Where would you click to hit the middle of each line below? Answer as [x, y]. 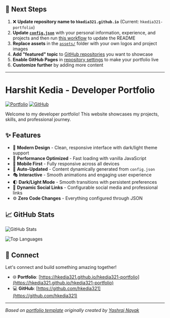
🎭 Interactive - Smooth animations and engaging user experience [82, 175]
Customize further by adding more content [58, 65]
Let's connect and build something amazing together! [61, 267]
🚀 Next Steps [26, 9]
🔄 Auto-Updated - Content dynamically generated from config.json [84, 169]
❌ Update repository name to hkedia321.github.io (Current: [76, 21]
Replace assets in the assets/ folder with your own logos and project [85, 43]
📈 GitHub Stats [30, 214]
